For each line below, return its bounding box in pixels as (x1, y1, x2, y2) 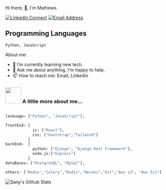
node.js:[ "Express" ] (32, 151, 76, 157)
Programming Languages (5, 29, 87, 38)
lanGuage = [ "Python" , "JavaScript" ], (5, 114, 85, 119)
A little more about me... (22, 98, 83, 105)
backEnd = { (5, 142, 30, 147)
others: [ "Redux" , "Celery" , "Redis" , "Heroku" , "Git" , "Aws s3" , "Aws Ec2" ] (5, 170, 162, 175)
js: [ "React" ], (32, 127, 65, 133)
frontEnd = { (5, 123, 30, 128)
